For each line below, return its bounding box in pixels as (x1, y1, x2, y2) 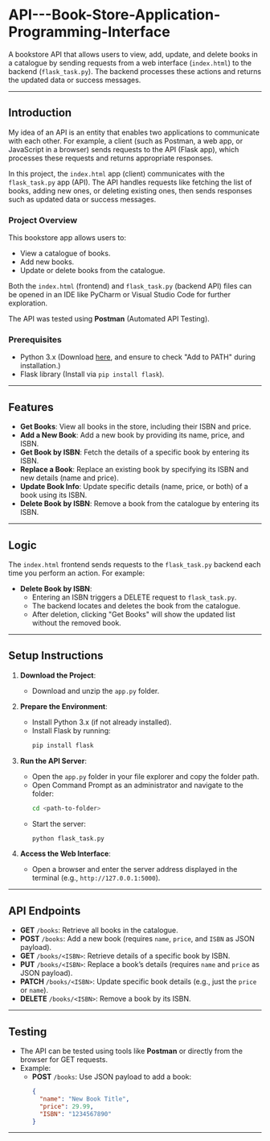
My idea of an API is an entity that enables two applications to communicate (8, 127, 260, 137)
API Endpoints (8, 904, 81, 918)
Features (8, 400, 54, 414)
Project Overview (8, 214, 78, 226)
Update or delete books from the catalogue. (19, 266, 166, 276)
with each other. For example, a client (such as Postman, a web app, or (8, 135, 243, 146)
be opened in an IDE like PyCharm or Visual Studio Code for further (8, 290, 231, 300)
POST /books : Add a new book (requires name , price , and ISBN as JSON (19, 934, 256, 944)
